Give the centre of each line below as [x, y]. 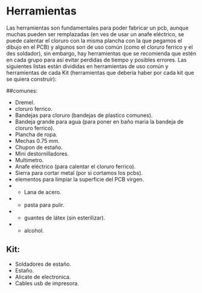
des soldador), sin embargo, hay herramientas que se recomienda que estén [101, 53]
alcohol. [34, 230]
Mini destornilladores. [42, 153]
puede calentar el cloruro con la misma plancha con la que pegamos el [94, 40]
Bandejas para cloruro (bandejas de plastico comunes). [84, 115]
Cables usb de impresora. [47, 283]
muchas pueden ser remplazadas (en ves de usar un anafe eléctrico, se [95, 34]
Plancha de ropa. [36, 134]
